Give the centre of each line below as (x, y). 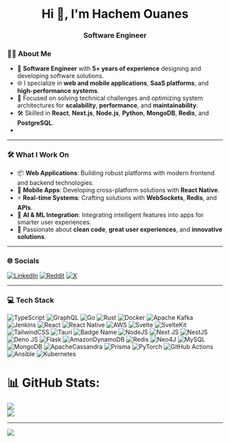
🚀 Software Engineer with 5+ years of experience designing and (109, 68)
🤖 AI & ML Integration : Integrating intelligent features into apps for (110, 214)
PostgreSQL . (35, 123)
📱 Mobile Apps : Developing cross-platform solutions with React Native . (118, 190)
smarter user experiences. (54, 222)
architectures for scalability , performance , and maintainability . (107, 105)
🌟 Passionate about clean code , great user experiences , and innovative (119, 229)
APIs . (25, 207)
